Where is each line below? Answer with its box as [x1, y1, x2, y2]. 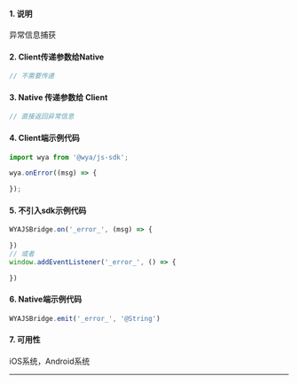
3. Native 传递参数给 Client [9, 91, 108, 102]
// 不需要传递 [9, 72, 55, 81]
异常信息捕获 [9, 29, 56, 40]
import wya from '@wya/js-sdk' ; [9, 153, 129, 161]
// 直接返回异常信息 [9, 112, 74, 121]
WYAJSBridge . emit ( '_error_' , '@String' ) [9, 314, 161, 323]
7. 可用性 [9, 334, 41, 345]
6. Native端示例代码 [9, 294, 82, 305]
